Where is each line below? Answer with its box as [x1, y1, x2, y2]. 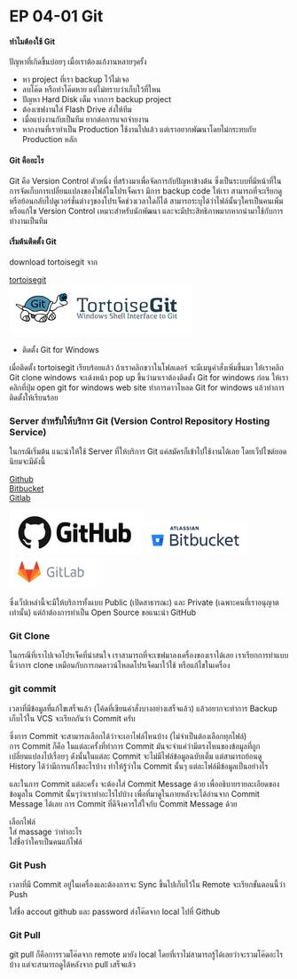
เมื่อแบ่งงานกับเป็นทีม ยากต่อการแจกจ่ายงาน [21, 114, 149, 125]
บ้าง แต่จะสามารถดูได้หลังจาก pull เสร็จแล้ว [9, 959, 136, 970]
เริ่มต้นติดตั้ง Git [9, 236, 58, 247]
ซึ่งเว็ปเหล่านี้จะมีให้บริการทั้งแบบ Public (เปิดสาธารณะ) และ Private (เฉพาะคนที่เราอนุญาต [9, 597, 279, 608]
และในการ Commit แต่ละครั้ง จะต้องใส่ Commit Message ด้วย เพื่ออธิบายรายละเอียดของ [9, 778, 280, 789]
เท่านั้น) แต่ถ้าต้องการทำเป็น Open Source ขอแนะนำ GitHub [9, 607, 197, 618]
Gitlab [9, 493, 31, 504]
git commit [9, 682, 57, 695]
